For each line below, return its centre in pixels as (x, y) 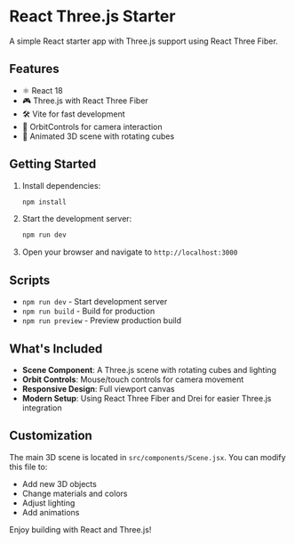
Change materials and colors (75, 493)
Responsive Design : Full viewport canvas (98, 388)
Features (34, 69)
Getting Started (53, 164)
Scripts (30, 280)
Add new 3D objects (60, 483)
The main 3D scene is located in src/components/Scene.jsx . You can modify (147, 457)
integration (42, 408)
